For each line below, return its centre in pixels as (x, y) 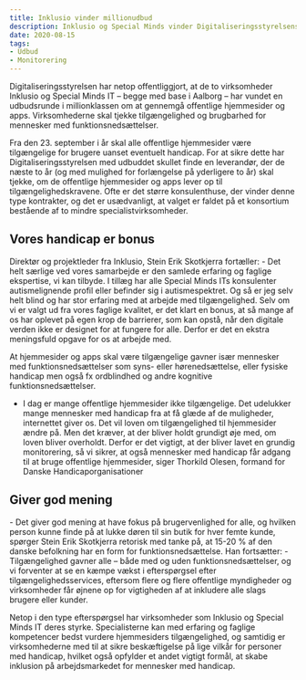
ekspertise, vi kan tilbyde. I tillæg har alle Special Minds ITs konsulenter (143, 280)
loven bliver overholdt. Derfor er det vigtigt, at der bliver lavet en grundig (159, 442)
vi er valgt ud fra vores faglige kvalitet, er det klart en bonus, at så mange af (152, 309)
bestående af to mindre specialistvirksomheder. (99, 210)
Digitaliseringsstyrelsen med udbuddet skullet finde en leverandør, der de (147, 162)
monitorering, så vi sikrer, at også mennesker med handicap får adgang (157, 452)
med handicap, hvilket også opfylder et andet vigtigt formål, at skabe (139, 656)
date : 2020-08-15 (42, 35)
